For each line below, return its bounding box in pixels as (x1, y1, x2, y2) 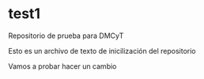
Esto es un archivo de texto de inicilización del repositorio (8, 46, 196, 55)
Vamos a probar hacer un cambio (8, 61, 117, 71)
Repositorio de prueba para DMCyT (8, 31, 124, 40)
